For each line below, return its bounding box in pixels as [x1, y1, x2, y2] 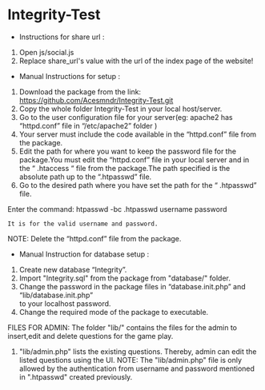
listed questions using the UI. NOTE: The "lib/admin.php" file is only [18, 355, 242, 364]
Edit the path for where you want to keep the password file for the [18, 146, 237, 156]
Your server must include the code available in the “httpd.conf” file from [18, 129, 257, 139]
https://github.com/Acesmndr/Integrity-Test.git [18, 95, 174, 105]
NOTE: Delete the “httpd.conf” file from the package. [7, 233, 182, 243]
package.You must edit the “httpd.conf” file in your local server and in [18, 154, 250, 165]
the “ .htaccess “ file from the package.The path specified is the [18, 163, 231, 173]
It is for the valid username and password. [7, 220, 159, 228]
